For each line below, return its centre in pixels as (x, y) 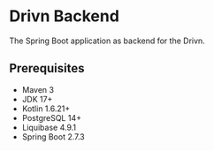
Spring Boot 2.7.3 (53, 136)
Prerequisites (47, 68)
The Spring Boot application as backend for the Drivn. (107, 41)
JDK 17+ (37, 99)
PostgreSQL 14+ (52, 117)
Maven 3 (38, 89)
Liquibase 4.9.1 (49, 127)
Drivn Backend (64, 16)
